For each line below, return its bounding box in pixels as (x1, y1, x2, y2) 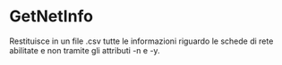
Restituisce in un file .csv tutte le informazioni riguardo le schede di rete (9, 36, 274, 46)
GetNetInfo (9, 6, 94, 27)
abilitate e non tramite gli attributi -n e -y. (9, 45, 160, 55)
